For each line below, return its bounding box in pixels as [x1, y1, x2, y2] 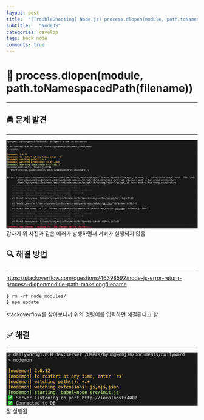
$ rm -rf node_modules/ [6, 293, 67, 299]
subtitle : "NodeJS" [6, 22, 61, 29]
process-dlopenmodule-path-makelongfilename [6, 280, 127, 288]
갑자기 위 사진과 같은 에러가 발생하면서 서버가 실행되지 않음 [6, 229, 146, 237]
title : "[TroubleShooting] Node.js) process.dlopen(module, [6, 16, 165, 22]
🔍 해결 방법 [6, 249, 47, 260]
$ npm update [6, 299, 39, 305]
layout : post [6, 10, 39, 16]
